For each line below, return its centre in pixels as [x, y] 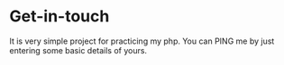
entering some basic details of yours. [78, 50]
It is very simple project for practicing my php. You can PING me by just [142, 41]
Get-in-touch [60, 16]
